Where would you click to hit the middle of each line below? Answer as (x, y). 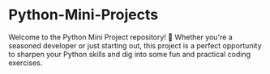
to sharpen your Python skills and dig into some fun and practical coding (130, 54)
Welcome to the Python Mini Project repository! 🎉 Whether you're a (120, 37)
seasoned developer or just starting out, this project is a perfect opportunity (135, 45)
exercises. (26, 63)
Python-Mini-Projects (84, 15)
